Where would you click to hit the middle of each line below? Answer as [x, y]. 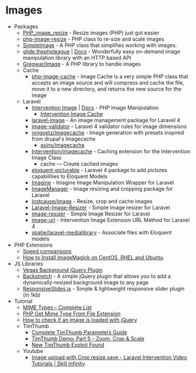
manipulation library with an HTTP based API [77, 58]
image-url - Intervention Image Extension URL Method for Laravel [111, 220]
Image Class [47, 157]
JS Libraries [28, 263]
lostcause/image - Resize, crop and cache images [92, 201]
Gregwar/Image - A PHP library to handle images [82, 64]
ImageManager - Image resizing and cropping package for [102, 189]
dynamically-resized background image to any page [86, 282]
